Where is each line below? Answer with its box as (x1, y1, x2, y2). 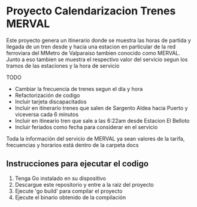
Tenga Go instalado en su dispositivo (14, 175, 107, 182)
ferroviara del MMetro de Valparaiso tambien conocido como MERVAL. (6, 49, 181, 56)
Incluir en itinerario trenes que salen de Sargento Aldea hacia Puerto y (14, 104, 188, 111)
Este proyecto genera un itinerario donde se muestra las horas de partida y (6, 36, 192, 44)
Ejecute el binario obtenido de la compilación (14, 193, 126, 201)
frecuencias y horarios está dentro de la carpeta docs (6, 141, 139, 148)
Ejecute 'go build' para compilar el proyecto (14, 187, 123, 194)
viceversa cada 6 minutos (14, 111, 79, 118)
